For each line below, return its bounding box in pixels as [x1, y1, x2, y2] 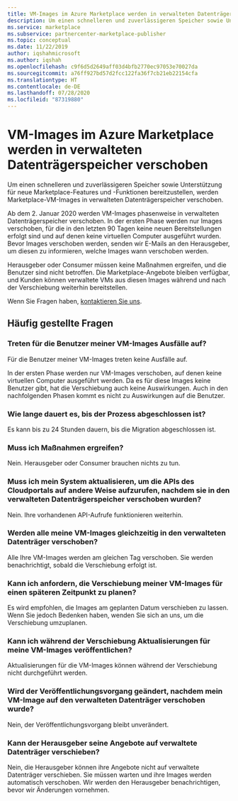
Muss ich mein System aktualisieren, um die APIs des [7, 477, 195, 487]
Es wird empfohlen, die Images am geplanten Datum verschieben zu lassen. [7, 604, 229, 612]
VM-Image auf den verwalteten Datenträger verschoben [7, 695, 205, 705]
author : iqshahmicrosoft [7, 50, 81, 57]
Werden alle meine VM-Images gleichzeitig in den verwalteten [7, 528, 227, 538]
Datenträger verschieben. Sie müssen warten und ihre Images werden [7, 770, 212, 779]
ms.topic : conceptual [7, 37, 72, 44]
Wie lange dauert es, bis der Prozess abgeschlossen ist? [7, 409, 206, 419]
